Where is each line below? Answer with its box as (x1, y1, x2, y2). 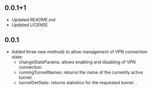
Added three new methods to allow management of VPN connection (11, 48, 148, 55)
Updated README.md (11, 16, 56, 22)
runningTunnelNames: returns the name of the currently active (18, 69, 143, 75)
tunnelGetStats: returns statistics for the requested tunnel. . (18, 79, 137, 85)
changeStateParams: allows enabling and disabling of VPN (18, 59, 136, 65)
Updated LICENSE (11, 22, 48, 28)
